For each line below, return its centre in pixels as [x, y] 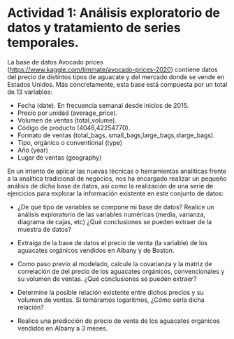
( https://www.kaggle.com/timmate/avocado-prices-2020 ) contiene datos [112, 69]
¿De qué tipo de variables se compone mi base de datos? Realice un [116, 207]
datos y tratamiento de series [94, 28]
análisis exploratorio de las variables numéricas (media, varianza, [111, 214]
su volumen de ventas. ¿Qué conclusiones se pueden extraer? [107, 279]
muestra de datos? [44, 229]
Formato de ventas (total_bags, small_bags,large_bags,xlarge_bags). [116, 135]
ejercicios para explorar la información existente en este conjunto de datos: [116, 193]
